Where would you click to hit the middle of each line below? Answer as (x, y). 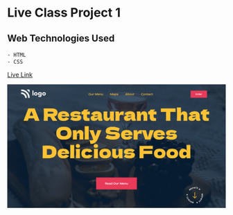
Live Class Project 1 (64, 13)
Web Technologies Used (61, 38)
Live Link (20, 75)
